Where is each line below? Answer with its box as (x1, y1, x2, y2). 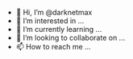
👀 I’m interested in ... (15, 16, 85, 26)
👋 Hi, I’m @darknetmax (15, 8, 93, 17)
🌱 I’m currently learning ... (15, 25, 102, 33)
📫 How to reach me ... (15, 42, 91, 51)
